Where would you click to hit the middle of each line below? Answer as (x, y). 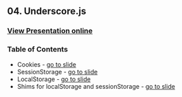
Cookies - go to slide (47, 64)
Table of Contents (38, 50)
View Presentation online (50, 31)
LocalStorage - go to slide (54, 79)
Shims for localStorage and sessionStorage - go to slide (96, 86)
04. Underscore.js (47, 11)
